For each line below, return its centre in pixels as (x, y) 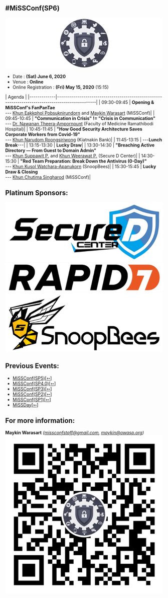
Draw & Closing (22, 172)
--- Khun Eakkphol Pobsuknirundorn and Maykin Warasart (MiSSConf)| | (80, 113)
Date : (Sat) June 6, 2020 (39, 76)
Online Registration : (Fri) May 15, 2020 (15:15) (60, 87)
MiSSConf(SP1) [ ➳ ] (32, 399)
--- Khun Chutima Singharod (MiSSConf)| (48, 177)
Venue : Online (28, 82)
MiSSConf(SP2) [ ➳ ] (32, 394)
